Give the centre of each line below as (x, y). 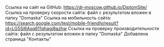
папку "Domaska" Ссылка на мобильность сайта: (58, 18)
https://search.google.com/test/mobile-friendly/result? (62, 23)
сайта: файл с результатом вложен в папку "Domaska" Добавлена (77, 34)
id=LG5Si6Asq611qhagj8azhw (36, 28)
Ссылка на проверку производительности (114, 28)
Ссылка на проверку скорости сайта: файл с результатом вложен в (78, 12)
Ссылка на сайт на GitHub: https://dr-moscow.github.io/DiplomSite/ (76, 7)
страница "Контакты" (28, 39)
